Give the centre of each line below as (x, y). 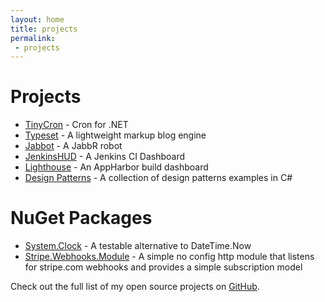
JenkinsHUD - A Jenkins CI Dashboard (105, 157)
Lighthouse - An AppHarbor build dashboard (116, 167)
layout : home (37, 19)
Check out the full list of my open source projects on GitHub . (135, 287)
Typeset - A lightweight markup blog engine (115, 135)
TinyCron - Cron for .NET (76, 125)
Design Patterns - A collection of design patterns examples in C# (158, 178)
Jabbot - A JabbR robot (73, 146)
